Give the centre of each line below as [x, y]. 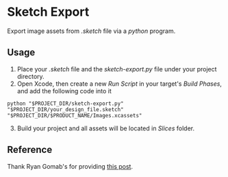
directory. [30, 76]
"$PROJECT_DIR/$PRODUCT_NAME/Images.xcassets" [75, 115]
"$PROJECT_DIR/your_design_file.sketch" [66, 109]
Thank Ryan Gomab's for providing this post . [70, 166]
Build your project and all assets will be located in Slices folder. [106, 128]
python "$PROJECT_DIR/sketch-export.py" [66, 104]
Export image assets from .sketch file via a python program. [91, 31]
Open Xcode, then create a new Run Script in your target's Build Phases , [119, 84]
